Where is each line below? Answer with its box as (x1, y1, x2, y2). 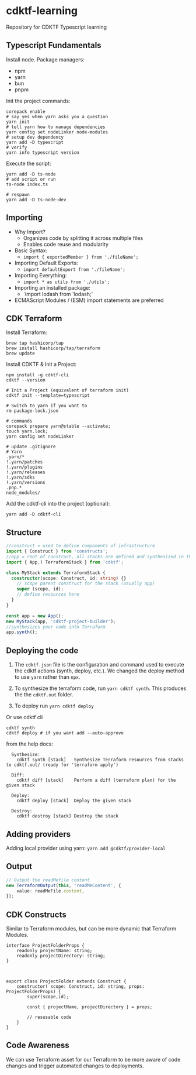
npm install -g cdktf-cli (6, 372, 69, 378)
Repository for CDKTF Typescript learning (6, 23, 107, 30)
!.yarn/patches (6, 459, 43, 465)
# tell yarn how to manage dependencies (6, 124, 106, 130)
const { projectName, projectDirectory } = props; (27, 1004, 153, 1010)
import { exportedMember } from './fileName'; (23, 254, 139, 260)
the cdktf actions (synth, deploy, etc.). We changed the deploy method (14, 667, 185, 674)
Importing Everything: (14, 272, 67, 279)
